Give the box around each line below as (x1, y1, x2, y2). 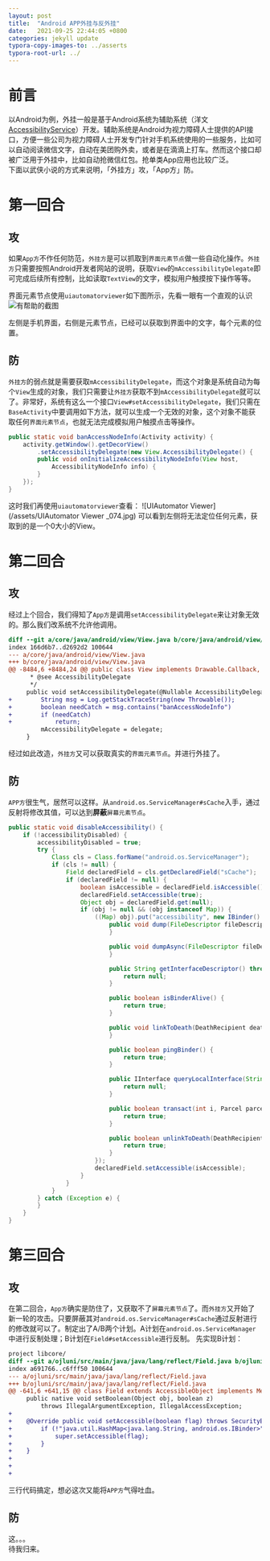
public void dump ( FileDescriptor (108, 921, 221, 929)
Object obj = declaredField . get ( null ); (80, 898, 215, 906)
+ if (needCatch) (8, 710, 92, 719)
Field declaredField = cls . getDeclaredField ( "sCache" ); (65, 869, 257, 877)
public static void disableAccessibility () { (8, 823, 163, 832)
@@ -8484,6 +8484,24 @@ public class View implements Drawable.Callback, (8, 666, 261, 674)
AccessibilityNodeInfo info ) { (51, 463, 157, 471)
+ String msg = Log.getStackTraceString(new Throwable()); (8, 696, 235, 704)
